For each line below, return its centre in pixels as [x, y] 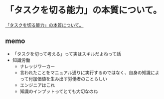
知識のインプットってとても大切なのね [59, 91]
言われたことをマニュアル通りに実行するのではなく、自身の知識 [85, 72]
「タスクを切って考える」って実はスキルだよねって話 [67, 53]
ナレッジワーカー [37, 66]
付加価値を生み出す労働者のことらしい [68, 78]
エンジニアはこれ [37, 85]
